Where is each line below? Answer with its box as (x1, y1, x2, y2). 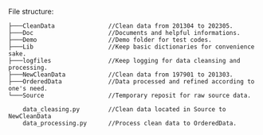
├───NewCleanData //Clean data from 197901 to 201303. (8, 71, 234, 79)
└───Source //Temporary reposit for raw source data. (8, 91, 251, 99)
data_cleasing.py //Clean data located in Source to (22, 106, 226, 114)
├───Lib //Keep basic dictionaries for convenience (8, 43, 255, 51)
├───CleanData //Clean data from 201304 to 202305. (8, 22, 234, 30)
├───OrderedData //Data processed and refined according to (8, 78, 255, 86)
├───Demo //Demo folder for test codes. (8, 36, 213, 44)
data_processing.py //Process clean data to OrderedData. (22, 119, 237, 127)
